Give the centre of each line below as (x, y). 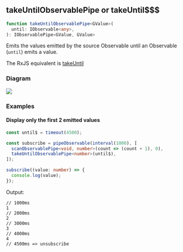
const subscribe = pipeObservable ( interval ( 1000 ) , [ (72, 143)
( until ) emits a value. (32, 52)
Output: (15, 192)
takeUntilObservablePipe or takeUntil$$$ (83, 10)
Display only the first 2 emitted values (53, 120)
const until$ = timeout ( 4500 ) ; (44, 132)
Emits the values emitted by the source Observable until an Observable (91, 46)
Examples (20, 106)
